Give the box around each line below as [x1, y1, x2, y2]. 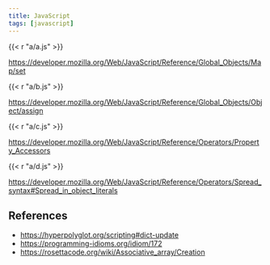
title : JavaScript [8, 11, 70, 20]
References [8, 208, 68, 222]
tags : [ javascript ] [8, 19, 74, 27]
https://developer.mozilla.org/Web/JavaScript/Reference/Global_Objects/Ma [8, 57, 262, 67]
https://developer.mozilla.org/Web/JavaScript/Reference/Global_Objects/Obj [8, 97, 263, 107]
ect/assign [8, 106, 44, 116]
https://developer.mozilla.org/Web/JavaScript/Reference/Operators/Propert [8, 137, 260, 146]
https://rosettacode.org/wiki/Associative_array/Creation [19, 247, 205, 257]
